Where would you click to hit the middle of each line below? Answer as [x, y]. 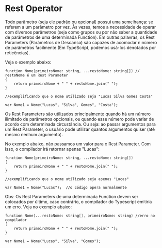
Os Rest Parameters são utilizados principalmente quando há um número [78, 114]
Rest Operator [34, 8]
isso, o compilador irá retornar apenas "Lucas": [52, 149]
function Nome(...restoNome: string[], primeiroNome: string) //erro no [80, 216]
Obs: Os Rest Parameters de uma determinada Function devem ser [72, 196]
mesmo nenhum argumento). [34, 134]
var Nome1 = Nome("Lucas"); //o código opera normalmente [66, 187]
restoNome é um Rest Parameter [37, 75]
